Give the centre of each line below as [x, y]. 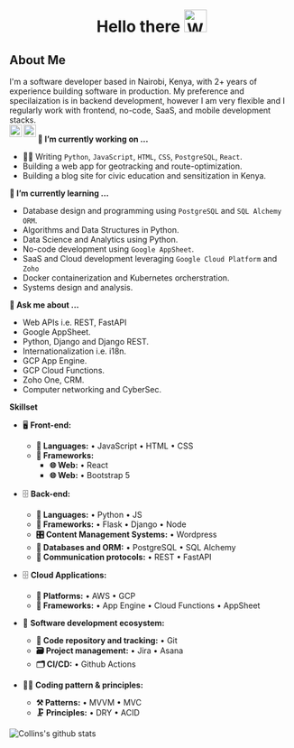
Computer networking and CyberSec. [92, 389]
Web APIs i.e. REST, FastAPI [74, 322]
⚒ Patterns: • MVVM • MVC [89, 702]
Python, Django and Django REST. [85, 342]
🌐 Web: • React [78, 465]
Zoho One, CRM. [53, 380]
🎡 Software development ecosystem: [93, 623]
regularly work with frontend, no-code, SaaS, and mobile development [140, 110]
